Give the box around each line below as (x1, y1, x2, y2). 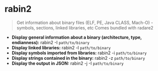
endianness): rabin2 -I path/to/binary (11, 39, 90, 45)
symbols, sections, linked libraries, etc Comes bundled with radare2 (16, 24, 154, 30)
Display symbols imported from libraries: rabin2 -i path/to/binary (11, 50, 147, 56)
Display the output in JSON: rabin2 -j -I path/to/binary (11, 60, 124, 66)
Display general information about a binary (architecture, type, (11, 34, 142, 40)
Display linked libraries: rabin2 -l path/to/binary (11, 45, 111, 50)
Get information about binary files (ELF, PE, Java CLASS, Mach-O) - (16, 20, 154, 25)
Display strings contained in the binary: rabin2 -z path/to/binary (11, 55, 145, 61)
